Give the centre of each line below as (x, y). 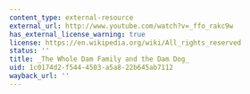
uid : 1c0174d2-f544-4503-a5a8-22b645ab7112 (92, 68)
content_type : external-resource (71, 17)
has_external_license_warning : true (77, 34)
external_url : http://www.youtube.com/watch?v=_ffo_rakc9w (121, 26)
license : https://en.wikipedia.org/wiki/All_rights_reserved (125, 43)
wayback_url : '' (39, 76)
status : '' (29, 51)
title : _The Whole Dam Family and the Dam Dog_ (100, 59)
